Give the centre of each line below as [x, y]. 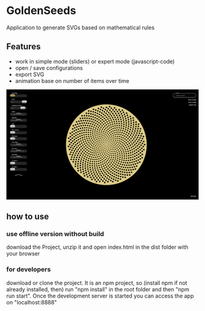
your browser [23, 254]
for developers [29, 270]
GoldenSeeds [41, 11]
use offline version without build [55, 234]
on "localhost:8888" [32, 302]
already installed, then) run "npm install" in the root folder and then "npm [98, 289]
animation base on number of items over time [72, 80]
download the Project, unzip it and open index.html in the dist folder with [98, 247]
